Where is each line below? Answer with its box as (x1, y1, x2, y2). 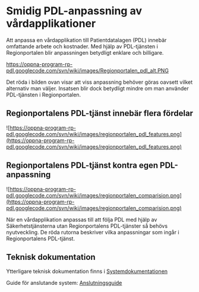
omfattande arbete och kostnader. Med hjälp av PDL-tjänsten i (6, 43, 159, 50)
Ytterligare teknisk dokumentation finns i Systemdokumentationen (6, 268, 168, 275)
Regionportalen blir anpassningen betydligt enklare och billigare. (6, 49, 164, 56)
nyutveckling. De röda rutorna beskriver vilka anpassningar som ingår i (6, 228, 179, 236)
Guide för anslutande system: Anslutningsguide (6, 280, 122, 287)
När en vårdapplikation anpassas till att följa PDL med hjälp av (6, 216, 157, 223)
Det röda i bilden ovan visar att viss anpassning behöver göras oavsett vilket (6, 79, 193, 86)
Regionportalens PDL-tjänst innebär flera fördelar (6, 108, 194, 118)
